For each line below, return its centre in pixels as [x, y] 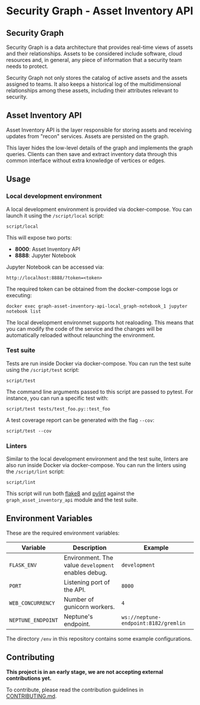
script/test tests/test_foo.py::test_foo [58, 409]
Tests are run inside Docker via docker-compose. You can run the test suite [99, 363]
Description [90, 548]
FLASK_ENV [23, 565]
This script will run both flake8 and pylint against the [71, 493]
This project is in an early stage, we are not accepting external [85, 672]
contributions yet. [29, 678]
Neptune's [78, 616]
